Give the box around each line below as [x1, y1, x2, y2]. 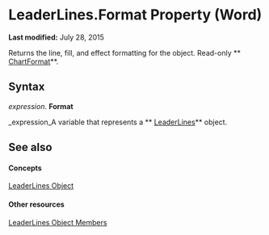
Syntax [8, 80, 45, 94]
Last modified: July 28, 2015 [8, 32, 105, 42]
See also [8, 141, 53, 154]
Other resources [8, 199, 65, 209]
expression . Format [8, 101, 74, 111]
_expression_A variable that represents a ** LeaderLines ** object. [8, 117, 228, 127]
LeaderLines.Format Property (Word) [8, 6, 263, 24]
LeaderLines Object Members [8, 217, 107, 227]
